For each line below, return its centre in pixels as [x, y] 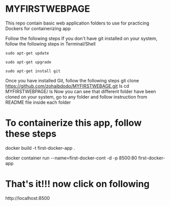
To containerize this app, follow [73, 123]
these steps [31, 134]
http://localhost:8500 [28, 198]
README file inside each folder [38, 102]
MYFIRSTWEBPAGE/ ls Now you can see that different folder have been [81, 91]
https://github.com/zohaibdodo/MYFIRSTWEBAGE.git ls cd [67, 86]
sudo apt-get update [27, 53]
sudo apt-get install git [33, 71]
